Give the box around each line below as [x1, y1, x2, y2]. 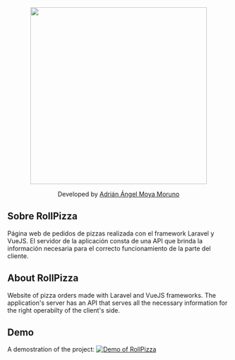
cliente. [7, 251, 29, 260]
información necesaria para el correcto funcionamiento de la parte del [7, 244, 211, 252]
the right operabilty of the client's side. [7, 306, 120, 314]
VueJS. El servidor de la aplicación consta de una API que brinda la [7, 236, 203, 245]
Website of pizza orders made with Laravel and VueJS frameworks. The [7, 291, 217, 299]
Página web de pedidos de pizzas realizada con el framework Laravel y [7, 229, 215, 238]
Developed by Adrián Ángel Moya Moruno [57, 190, 180, 198]
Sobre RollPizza [7, 210, 78, 222]
